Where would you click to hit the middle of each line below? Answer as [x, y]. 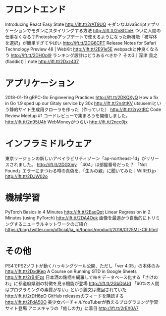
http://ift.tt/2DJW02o [27, 176]
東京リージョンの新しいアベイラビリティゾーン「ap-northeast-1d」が [76, 158]
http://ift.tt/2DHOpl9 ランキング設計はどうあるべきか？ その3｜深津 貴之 [84, 55]
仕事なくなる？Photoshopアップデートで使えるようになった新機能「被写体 [81, 37]
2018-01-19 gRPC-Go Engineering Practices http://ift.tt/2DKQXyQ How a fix [82, 97]
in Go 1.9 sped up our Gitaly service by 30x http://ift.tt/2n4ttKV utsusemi [79, 103]
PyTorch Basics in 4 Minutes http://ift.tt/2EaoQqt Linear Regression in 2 [78, 212]
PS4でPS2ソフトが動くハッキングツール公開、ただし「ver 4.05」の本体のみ [83, 265]
